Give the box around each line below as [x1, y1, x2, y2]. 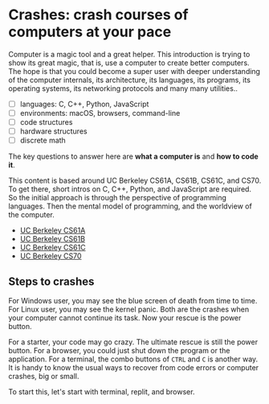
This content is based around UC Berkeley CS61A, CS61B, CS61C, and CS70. [8, 175, 262, 186]
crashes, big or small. [8, 372, 79, 381]
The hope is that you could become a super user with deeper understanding [8, 66, 261, 76]
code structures [19, 117, 73, 127]
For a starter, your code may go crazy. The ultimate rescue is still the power [8, 337, 259, 347]
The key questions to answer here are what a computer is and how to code [8, 151, 259, 162]
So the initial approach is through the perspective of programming [8, 193, 226, 203]
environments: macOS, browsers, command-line [19, 109, 181, 117]
